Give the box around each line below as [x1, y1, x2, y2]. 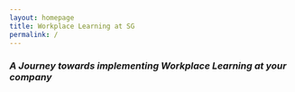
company [9, 71, 52, 84]
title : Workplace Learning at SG [9, 22, 135, 31]
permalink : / [9, 30, 59, 39]
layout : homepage [9, 13, 75, 23]
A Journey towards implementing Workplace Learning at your [9, 60, 287, 72]
